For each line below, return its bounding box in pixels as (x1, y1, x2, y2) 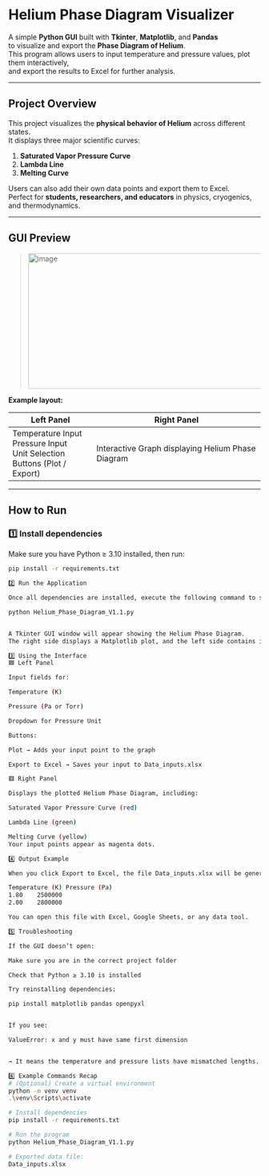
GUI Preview (8, 231, 71, 245)
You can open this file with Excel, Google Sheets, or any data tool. (8, 913, 249, 921)
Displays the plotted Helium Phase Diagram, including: (8, 789, 199, 797)
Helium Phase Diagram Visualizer (8, 6, 235, 24)
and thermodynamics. (8, 201, 81, 210)
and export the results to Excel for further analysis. (8, 66, 176, 75)
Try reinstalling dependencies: (8, 985, 116, 994)
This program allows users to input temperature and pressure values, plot (8, 49, 251, 59)
